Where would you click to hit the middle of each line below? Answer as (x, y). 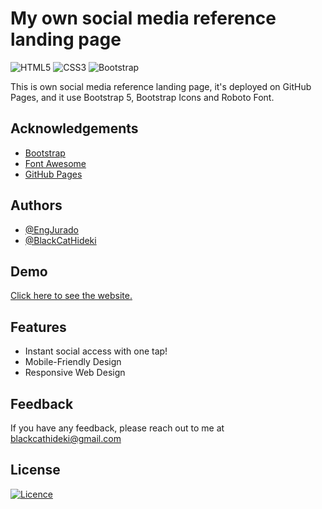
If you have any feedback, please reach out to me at (117, 428)
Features (38, 327)
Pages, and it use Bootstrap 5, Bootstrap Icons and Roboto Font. (142, 97)
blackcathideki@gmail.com (66, 438)
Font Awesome (55, 163)
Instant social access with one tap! (96, 351)
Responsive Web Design (75, 373)
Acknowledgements (74, 128)
